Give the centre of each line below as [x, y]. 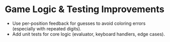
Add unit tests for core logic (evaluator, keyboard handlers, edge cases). [88, 34]
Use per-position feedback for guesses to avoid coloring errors [79, 23]
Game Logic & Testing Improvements [85, 9]
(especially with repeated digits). [47, 28]
